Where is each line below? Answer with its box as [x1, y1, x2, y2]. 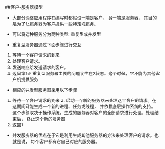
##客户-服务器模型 [5, 4, 43, 10]
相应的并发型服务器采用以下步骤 [12, 87, 77, 93]
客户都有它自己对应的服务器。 [39, 139, 100, 144]
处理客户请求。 [12, 58, 43, 64]
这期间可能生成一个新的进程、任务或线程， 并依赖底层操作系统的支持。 [12, 103, 156, 109]
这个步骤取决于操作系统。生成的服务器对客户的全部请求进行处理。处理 [12, 110, 155, 115]
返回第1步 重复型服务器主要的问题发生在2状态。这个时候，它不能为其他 [12, 71, 156, 76]
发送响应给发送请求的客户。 [12, 64, 69, 70]
